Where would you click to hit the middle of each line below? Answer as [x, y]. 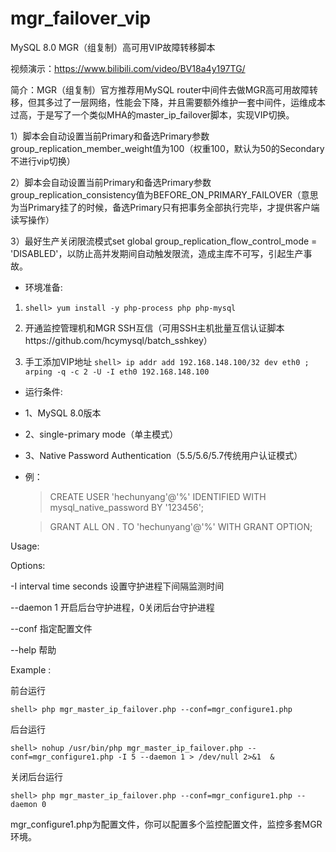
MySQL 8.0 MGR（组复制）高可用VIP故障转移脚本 [113, 47]
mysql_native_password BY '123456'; [127, 507]
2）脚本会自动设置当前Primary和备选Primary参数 [111, 182]
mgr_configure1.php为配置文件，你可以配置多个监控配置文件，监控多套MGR [166, 824]
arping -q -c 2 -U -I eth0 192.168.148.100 [117, 372]
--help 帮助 [33, 649]
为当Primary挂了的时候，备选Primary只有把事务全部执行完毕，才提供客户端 [165, 207]
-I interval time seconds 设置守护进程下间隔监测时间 [117, 586]
